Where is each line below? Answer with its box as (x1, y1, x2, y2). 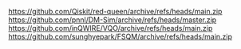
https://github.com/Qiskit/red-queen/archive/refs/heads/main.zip (8, 7, 223, 16)
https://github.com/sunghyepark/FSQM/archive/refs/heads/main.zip (8, 32, 233, 41)
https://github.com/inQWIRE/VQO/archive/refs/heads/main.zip (8, 24, 213, 32)
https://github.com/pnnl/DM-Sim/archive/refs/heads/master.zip (8, 15, 217, 24)
